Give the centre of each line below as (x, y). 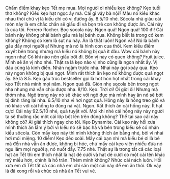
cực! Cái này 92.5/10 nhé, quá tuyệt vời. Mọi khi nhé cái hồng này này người (84, 111)
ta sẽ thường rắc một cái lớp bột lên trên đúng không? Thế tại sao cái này (82, 117)
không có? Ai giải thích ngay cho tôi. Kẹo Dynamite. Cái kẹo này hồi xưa (80, 122)
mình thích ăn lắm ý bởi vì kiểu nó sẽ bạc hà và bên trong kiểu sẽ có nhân (82, 127)
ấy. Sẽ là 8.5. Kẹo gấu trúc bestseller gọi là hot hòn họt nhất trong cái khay (83, 79)
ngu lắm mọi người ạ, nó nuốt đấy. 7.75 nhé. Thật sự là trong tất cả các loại (83, 149)
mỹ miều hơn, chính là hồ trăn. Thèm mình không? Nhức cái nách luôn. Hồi (83, 160)
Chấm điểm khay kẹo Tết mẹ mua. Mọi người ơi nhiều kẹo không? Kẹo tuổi (83, 8)
